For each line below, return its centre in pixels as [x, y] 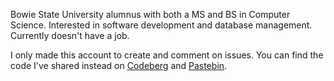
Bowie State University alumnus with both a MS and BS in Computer [150, 14]
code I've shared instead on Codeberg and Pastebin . [119, 65]
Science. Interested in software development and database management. [161, 25]
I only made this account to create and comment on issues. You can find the [167, 55]
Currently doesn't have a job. [70, 35]
